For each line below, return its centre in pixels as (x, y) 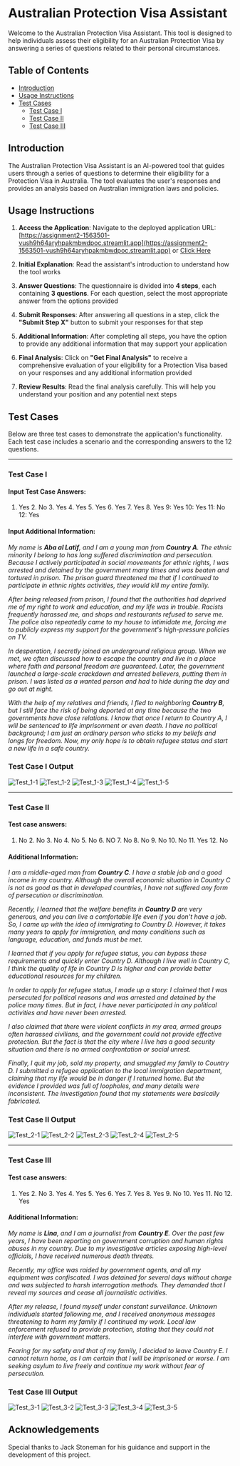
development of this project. (49, 1455)
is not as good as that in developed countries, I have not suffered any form (118, 888)
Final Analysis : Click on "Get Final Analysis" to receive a (103, 358)
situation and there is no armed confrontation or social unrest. (100, 1049)
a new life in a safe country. (49, 748)
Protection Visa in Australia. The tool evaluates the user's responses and (115, 181)
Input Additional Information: (52, 531)
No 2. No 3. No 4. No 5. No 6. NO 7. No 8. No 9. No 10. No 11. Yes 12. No (123, 840)
